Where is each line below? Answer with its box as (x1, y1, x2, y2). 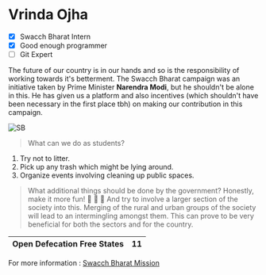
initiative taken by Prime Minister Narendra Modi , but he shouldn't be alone (8, 82, 254, 92)
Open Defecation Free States (12, 239, 125, 250)
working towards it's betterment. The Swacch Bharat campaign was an (8, 74, 241, 84)
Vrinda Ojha (8, 6, 89, 24)
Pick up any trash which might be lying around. (19, 162, 174, 172)
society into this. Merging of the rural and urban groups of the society (27, 203, 256, 212)
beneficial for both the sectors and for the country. (27, 220, 194, 229)
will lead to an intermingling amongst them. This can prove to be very (27, 212, 254, 221)
